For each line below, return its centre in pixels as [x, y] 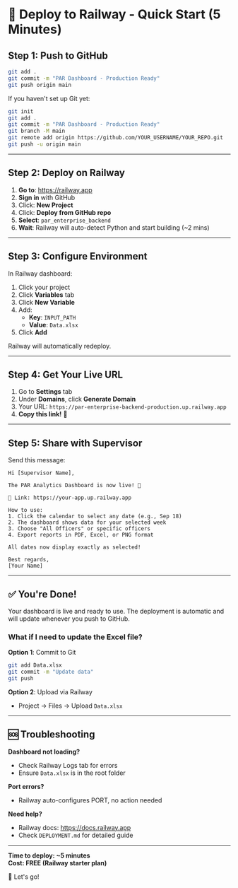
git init [21, 111]
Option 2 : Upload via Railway [50, 691]
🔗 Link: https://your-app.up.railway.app [70, 498]
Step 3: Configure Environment [78, 256]
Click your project [44, 287]
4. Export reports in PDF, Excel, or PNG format [81, 535]
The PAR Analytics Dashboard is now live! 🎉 [75, 486]
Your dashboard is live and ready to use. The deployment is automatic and [116, 611]
